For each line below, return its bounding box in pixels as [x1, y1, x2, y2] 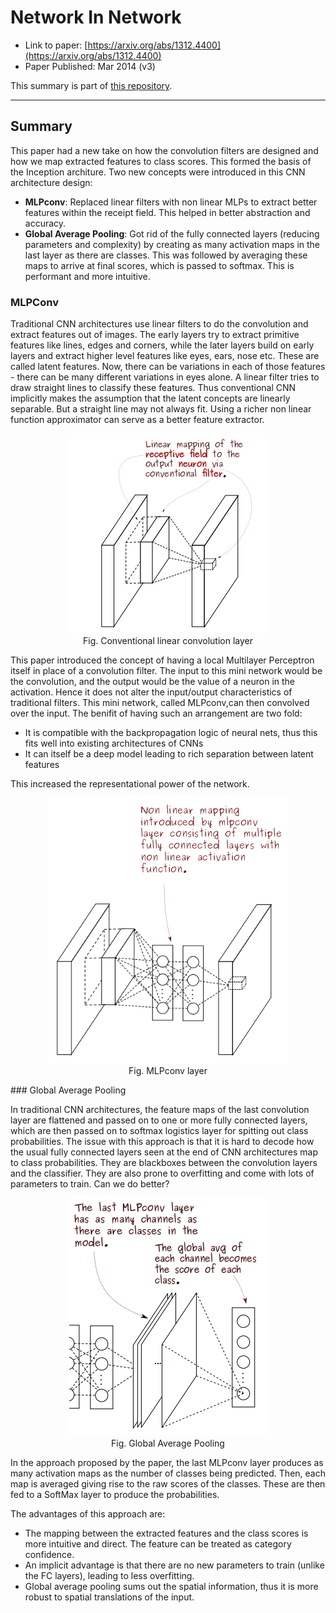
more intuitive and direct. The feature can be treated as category [24, 1538, 292, 1550]
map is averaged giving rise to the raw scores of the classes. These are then [10, 1478, 326, 1490]
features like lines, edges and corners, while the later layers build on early [10, 339, 315, 351]
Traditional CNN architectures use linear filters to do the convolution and [10, 318, 309, 330]
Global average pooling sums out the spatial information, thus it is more [24, 1581, 319, 1593]
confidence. [24, 1549, 75, 1561]
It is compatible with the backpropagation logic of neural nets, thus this [24, 727, 318, 739]
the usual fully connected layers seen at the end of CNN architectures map [10, 1146, 319, 1158]
